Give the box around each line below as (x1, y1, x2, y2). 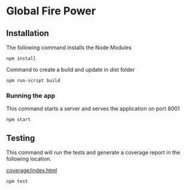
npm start (6, 117, 31, 123)
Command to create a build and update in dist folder (6, 66, 135, 73)
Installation (6, 28, 49, 38)
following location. (6, 155, 52, 162)
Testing (6, 133, 35, 143)
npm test (6, 179, 28, 185)
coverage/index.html (6, 167, 58, 174)
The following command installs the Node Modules (6, 44, 132, 51)
